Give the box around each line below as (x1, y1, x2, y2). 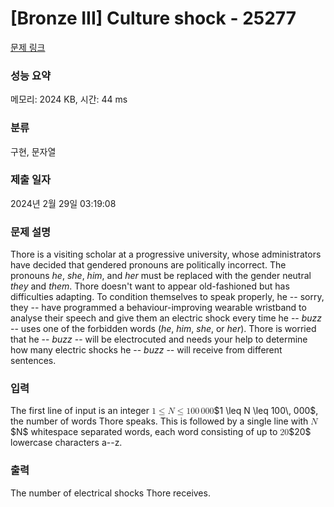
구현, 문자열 (10, 145, 57, 157)
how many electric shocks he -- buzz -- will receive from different (10, 344, 283, 356)
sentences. (10, 355, 57, 367)
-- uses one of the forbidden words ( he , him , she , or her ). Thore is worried (10, 323, 317, 335)
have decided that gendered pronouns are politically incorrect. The (10, 259, 287, 271)
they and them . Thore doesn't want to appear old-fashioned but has (10, 280, 290, 292)
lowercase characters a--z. (10, 437, 123, 449)
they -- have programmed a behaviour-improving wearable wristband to (10, 302, 307, 314)
